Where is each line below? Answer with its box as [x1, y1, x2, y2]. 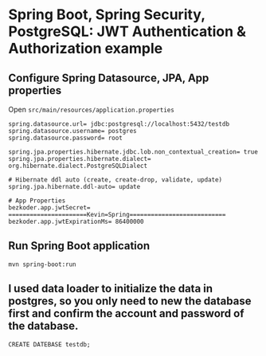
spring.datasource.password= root [8, 134, 123, 142]
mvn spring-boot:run [8, 260, 77, 268]
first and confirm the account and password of [8, 307, 244, 320]
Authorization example [8, 40, 163, 57]
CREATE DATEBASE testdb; [8, 340, 91, 348]
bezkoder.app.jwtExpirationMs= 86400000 [8, 217, 145, 225]
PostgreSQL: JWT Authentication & [8, 22, 247, 41]
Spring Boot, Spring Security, [8, 6, 205, 24]
